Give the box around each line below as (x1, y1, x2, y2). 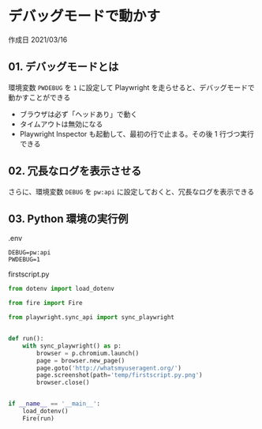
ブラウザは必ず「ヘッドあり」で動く (19, 109, 138, 119)
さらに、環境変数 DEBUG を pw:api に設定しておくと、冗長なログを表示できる (8, 186, 255, 196)
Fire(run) (22, 414, 55, 423)
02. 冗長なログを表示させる (8, 164, 142, 178)
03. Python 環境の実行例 (8, 212, 129, 225)
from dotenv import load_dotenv (8, 285, 114, 293)
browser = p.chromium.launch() (36, 349, 140, 357)
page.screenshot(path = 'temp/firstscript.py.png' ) (36, 371, 203, 379)
